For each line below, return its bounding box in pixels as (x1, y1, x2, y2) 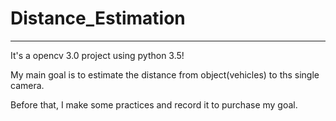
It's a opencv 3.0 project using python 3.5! (10, 49, 185, 61)
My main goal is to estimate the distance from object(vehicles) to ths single (10, 68, 320, 81)
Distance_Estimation (10, 7, 186, 30)
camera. (10, 79, 45, 91)
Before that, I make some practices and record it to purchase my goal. (10, 98, 298, 111)
